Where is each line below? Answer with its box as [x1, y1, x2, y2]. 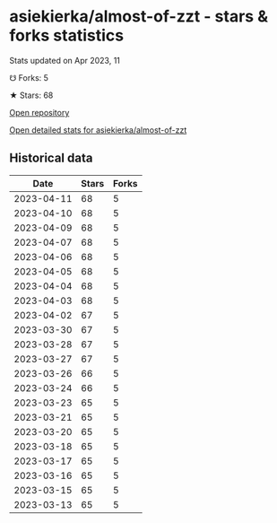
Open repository [9, 107, 70, 118]
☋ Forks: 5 [9, 72, 49, 83]
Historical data [9, 151, 93, 166]
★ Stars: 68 [9, 90, 54, 100]
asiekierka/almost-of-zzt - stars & [9, 6, 269, 27]
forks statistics [9, 25, 124, 46]
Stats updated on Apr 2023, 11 [9, 55, 121, 65]
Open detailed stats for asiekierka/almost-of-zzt [9, 124, 187, 135]
